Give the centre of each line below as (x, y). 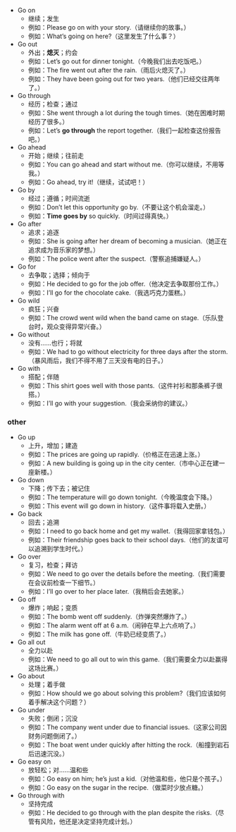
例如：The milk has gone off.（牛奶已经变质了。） (99, 635)
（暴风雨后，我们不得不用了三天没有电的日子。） (98, 360)
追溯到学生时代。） (61, 549)
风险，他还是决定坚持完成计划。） (88, 821)
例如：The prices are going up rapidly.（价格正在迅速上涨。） (116, 455)
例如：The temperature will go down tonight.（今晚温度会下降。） (122, 497)
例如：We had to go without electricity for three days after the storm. (128, 351)
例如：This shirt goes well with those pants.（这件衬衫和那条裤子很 (125, 386)
